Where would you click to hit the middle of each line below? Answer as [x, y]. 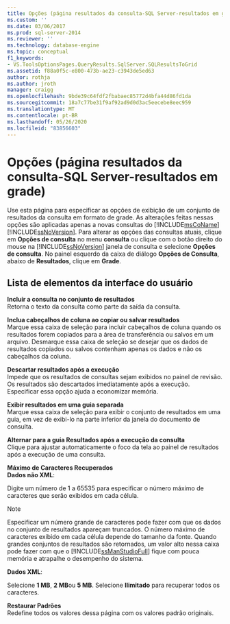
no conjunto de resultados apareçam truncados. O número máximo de [106, 529]
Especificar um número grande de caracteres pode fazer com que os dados [114, 523]
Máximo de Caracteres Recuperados [60, 468]
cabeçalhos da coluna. [39, 357]
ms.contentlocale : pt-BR [42, 115]
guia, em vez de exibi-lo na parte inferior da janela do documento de [104, 420]
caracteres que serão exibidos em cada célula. [73, 496]
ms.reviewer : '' [30, 39]
